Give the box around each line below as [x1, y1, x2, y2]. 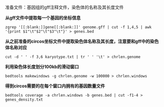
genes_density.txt [5, 97, 43, 102]
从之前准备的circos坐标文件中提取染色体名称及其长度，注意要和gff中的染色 [5, 39, 159, 44]
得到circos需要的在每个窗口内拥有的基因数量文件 [5, 83, 106, 89]
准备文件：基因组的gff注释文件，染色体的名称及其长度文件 [5, 4, 124, 10]
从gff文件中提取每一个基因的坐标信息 [5, 15, 81, 21]
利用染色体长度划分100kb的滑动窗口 [5, 64, 79, 69]
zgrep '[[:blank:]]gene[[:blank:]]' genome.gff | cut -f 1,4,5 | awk [5, 25, 152, 30]
